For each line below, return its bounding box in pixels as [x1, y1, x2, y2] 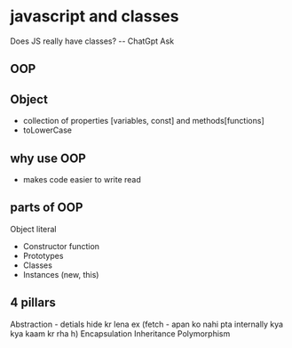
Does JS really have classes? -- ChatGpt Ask [10, 36, 175, 46]
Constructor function [22, 240, 100, 251]
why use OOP [10, 150, 87, 166]
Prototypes [22, 250, 64, 261]
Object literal [10, 223, 57, 234]
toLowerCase [22, 125, 72, 135]
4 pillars [10, 295, 56, 311]
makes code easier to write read [22, 174, 141, 184]
